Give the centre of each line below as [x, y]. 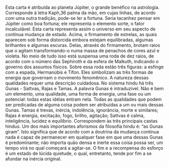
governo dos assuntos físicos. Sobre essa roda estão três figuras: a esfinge [84, 67]
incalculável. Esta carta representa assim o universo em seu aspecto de [80, 29]
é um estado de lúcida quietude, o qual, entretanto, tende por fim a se [78, 153]
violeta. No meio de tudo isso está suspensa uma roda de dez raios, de [80, 56]
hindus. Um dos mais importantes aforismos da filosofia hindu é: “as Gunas [84, 126]
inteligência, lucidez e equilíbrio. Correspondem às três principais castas [81, 121]
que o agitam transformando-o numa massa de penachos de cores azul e [82, 51]
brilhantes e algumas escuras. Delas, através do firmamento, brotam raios [83, 45]
